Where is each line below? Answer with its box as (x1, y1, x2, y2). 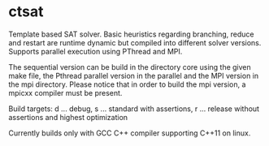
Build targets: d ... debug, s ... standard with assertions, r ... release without (8, 104, 260, 114)
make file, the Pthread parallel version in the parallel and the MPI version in (8, 71, 259, 80)
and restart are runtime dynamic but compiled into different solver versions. (8, 37, 262, 47)
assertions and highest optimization (8, 112, 128, 122)
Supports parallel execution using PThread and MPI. (8, 46, 183, 56)
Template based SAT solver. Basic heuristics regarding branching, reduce (8, 29, 254, 39)
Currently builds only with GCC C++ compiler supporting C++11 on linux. (8, 128, 251, 138)
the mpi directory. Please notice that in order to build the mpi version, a (8, 79, 246, 89)
